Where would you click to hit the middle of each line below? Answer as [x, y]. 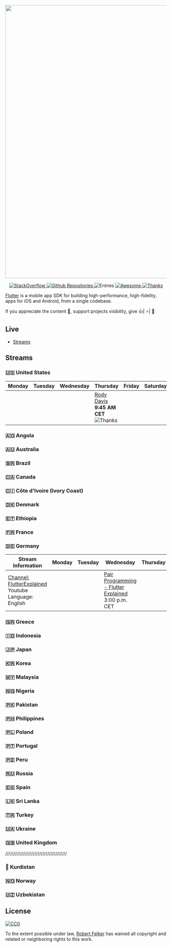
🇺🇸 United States [28, 373]
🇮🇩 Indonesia [23, 636]
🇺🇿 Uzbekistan [25, 895]
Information [27, 566]
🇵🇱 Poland [19, 732]
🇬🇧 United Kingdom [31, 842]
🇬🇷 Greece [20, 622]
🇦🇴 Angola [20, 435]
